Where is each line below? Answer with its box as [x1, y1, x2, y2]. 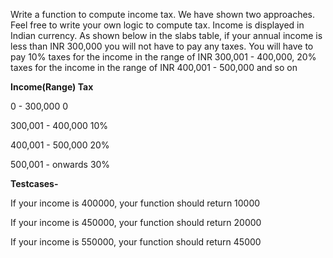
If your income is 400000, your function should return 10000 [10, 197, 261, 209]
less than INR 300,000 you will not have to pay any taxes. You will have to [10, 40, 314, 52]
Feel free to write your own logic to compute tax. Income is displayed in [10, 19, 305, 31]
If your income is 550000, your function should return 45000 [10, 236, 262, 248]
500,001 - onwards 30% [10, 159, 111, 170]
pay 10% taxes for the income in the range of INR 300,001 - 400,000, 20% [10, 51, 317, 63]
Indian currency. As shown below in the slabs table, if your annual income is [10, 30, 323, 41]
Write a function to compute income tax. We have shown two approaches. [10, 9, 316, 20]
